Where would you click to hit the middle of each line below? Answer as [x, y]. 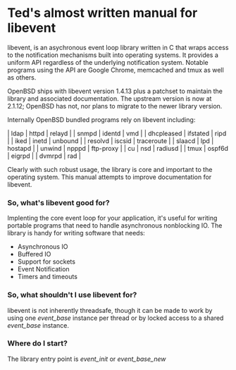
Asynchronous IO [43, 247]
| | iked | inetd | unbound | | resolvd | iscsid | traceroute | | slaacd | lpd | [111, 141]
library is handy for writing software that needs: [76, 233]
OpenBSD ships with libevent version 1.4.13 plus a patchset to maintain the [115, 91]
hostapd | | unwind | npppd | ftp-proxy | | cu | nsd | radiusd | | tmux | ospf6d [118, 148]
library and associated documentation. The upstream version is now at [110, 98]
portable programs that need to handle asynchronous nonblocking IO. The [115, 226]
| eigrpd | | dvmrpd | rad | [44, 156]
